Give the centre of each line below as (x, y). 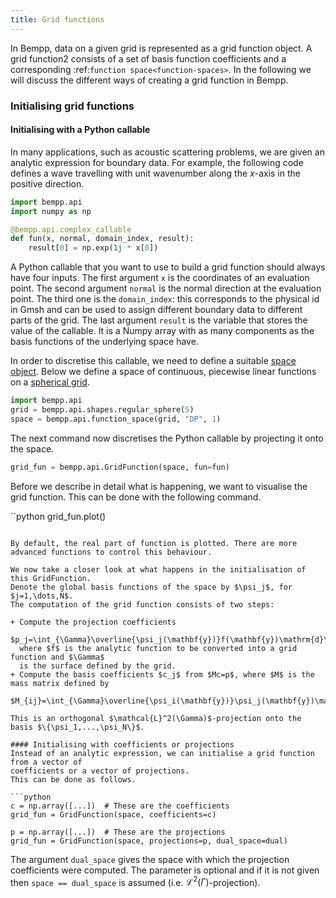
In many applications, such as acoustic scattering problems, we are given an (167, 152)
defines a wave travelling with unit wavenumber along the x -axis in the (155, 173)
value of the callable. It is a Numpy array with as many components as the (162, 331)
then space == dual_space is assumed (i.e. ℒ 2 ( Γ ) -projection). (135, 881)
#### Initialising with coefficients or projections (122, 744)
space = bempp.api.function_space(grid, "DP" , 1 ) (116, 419)
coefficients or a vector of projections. (100, 771)
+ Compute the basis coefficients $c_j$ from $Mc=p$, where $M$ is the (162, 674)
